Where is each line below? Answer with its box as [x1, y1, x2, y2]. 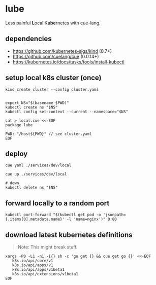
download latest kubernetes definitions [5, 230, 133, 239]
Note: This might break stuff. [17, 244, 78, 250]
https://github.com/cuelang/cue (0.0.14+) [12, 53, 99, 59]
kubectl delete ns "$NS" [5, 185, 58, 190]
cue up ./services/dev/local [5, 172, 67, 177]
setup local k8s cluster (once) [5, 74, 102, 82]
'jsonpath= [103, 212, 126, 218]
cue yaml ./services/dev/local [5, 163, 72, 168]
